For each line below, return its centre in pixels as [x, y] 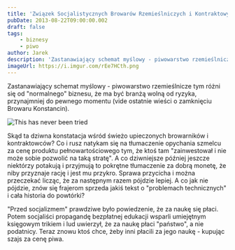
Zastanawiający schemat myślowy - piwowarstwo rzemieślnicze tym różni [114, 86]
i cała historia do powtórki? [46, 195]
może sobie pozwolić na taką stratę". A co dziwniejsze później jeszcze [108, 158]
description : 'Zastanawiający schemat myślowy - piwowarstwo [98, 60]
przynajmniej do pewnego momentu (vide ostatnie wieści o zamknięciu [109, 101]
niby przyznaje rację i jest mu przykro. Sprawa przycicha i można [101, 173]
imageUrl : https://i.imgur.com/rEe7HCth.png [73, 66]
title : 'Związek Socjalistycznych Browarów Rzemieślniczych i [100, 14]
